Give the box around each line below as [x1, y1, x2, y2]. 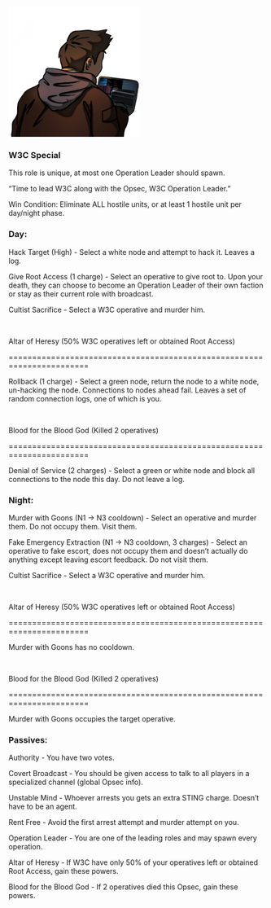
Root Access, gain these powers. [8, 866, 120, 876]
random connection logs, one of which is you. [8, 393, 162, 403]
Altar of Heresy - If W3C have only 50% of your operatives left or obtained [8, 858, 259, 867]
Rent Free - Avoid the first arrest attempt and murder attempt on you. [8, 818, 239, 827]
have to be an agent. [8, 801, 77, 812]
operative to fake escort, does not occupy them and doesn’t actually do [8, 546, 248, 555]
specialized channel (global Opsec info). [8, 777, 144, 787]
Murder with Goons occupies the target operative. [8, 713, 177, 723]
